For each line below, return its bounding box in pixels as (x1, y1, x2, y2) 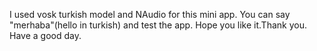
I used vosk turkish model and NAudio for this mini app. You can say (9, 9, 291, 20)
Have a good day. (9, 30, 82, 41)
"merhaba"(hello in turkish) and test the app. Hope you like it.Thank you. (9, 19, 307, 31)
